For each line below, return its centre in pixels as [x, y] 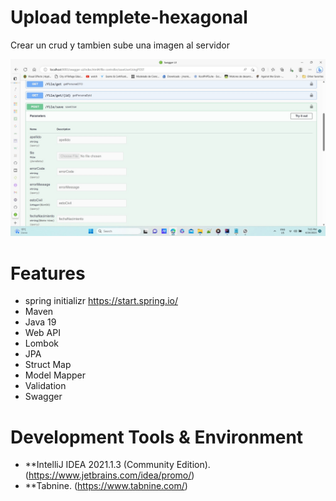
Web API [42, 333]
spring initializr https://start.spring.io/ [101, 301]
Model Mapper [55, 375]
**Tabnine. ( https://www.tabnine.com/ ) [106, 486]
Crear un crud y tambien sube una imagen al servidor [120, 45]
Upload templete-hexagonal [129, 17]
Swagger [43, 397]
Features [48, 273]
